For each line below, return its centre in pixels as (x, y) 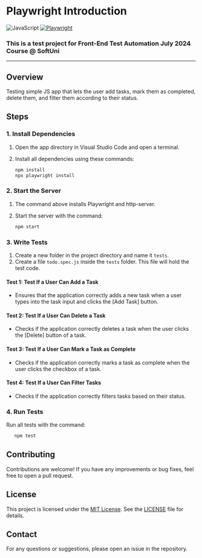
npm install (30, 170)
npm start (27, 227)
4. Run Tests (25, 412)
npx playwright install (45, 175)
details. (15, 515)
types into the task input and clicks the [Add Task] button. (87, 302)
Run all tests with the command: (46, 425)
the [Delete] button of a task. (50, 335)
